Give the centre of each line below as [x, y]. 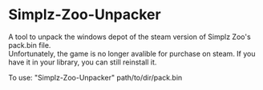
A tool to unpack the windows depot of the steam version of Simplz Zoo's [129, 37]
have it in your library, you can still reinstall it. [83, 62]
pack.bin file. [30, 45]
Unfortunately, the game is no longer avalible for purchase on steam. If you [132, 53]
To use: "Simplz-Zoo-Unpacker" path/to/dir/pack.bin [95, 77]
